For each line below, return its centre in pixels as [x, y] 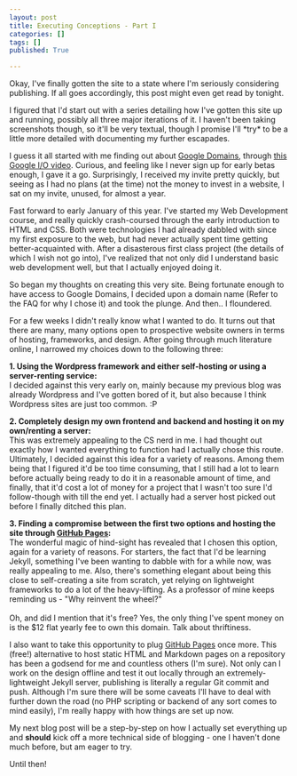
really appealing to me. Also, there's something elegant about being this [141, 571]
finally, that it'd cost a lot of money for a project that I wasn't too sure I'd [141, 488]
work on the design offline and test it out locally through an [117, 673]
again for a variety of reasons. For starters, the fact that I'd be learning [138, 552]
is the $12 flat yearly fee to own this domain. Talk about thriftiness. [130, 628]
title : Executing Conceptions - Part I [83, 26]
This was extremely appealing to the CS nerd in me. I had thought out [136, 440]
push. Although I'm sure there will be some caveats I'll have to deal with [140, 692]
